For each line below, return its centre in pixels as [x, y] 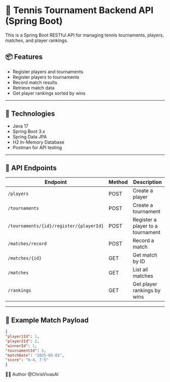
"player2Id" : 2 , [22, 341]
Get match [145, 255]
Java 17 [20, 126]
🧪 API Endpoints [31, 168]
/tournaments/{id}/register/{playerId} [56, 226]
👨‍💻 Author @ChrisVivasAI [32, 374]
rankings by [147, 291]
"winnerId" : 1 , [21, 346]
